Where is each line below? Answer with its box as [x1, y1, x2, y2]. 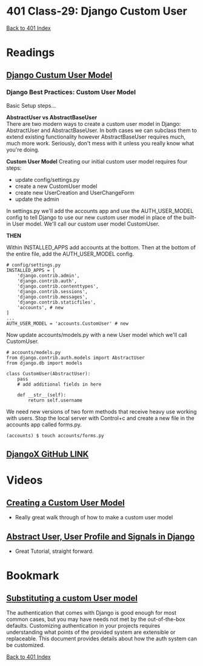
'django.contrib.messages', [17, 294, 88, 300]
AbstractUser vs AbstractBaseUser [6, 114, 98, 121]
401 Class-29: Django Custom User [6, 4, 188, 18]
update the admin [15, 195, 59, 203]
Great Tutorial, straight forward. [15, 547, 94, 555]
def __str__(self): [17, 392, 67, 398]
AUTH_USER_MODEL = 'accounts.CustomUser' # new [6, 321, 129, 327]
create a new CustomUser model [15, 182, 98, 190]
